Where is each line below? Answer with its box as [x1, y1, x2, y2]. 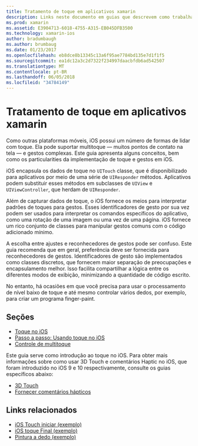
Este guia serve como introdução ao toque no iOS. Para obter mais [6, 351, 168, 359]
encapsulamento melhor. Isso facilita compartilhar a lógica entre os [6, 265, 169, 272]
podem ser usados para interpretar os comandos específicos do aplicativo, [6, 209, 189, 217]
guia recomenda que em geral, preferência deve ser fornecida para [6, 246, 170, 253]
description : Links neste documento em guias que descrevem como [6, 14, 170, 20]
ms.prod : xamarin [6, 19, 49, 25]
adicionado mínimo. [6, 228, 54, 235]
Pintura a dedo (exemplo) [14, 433, 77, 440]
